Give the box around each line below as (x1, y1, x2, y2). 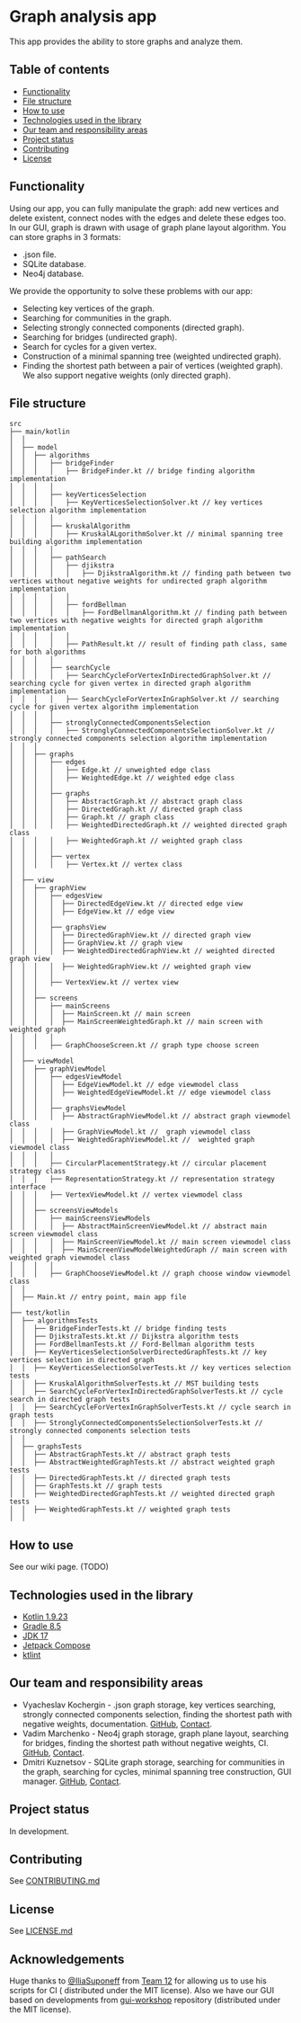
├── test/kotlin (9, 1308, 70, 1318)
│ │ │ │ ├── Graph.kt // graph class (9, 813, 175, 822)
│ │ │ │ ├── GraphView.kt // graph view (9, 939, 182, 948)
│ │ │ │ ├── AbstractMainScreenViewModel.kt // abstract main (9, 1222, 268, 1231)
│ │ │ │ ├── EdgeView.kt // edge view (9, 907, 175, 916)
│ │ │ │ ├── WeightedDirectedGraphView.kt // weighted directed (9, 947, 276, 956)
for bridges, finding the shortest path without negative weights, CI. (22, 1737, 270, 1748)
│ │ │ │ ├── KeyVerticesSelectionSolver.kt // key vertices (9, 498, 263, 507)
